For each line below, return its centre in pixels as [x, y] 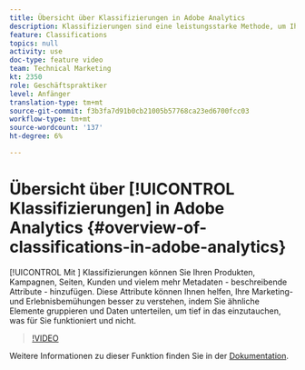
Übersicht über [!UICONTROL [122, 190]
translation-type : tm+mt [56, 102]
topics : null [34, 43]
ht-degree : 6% [36, 136]
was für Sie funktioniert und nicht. [73, 320]
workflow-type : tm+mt [50, 119]
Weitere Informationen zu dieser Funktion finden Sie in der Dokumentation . [149, 355]
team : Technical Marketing [60, 69]
